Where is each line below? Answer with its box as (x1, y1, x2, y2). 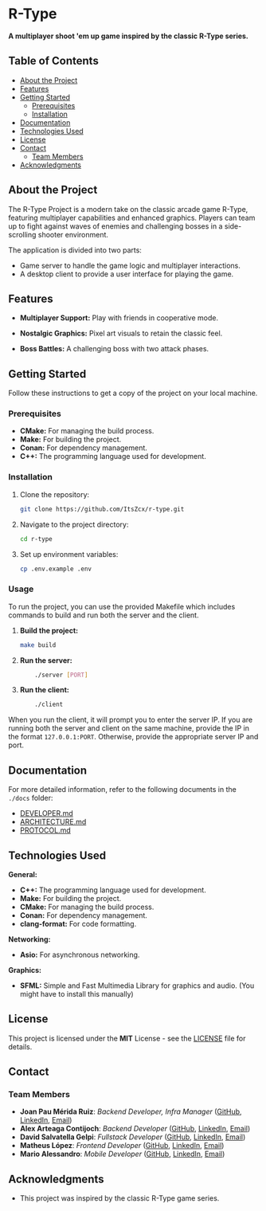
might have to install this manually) (19, 989, 134, 998)
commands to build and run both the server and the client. (8, 610, 199, 620)
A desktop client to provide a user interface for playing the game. (19, 268, 234, 279)
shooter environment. (37, 229, 109, 239)
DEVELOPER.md (19, 809, 73, 818)
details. (8, 1041, 33, 1052)
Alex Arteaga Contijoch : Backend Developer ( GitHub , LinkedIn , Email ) (19, 1124, 251, 1134)
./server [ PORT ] (34, 671, 88, 679)
